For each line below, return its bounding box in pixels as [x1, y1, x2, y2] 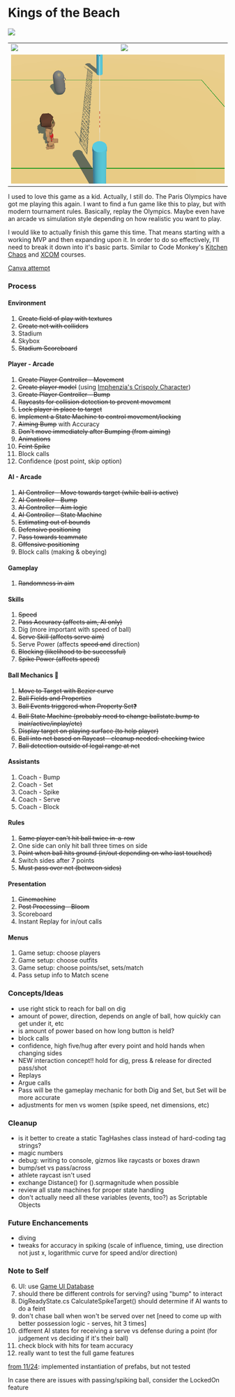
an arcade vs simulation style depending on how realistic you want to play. [8, 215, 222, 223]
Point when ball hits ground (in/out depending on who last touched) [17, 849, 212, 857]
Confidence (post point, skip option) [17, 457, 123, 465]
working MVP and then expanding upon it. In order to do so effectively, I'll [8, 236, 220, 244]
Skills [8, 595, 24, 603]
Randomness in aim [17, 579, 75, 587]
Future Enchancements [8, 1218, 89, 1228]
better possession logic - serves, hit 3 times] [17, 1319, 147, 1327]
